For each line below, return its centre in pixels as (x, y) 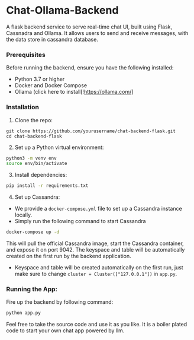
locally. (23, 215)
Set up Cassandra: (37, 197)
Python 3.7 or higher (40, 79)
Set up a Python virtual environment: (59, 147)
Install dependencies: (41, 175)
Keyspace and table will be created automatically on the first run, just (99, 268)
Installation (23, 107)
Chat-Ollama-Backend (62, 10)
